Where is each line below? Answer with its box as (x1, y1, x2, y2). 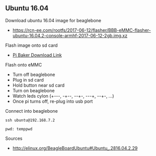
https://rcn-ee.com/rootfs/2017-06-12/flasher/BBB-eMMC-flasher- (12, 27, 151, 33)
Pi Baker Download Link (12, 52, 62, 58)
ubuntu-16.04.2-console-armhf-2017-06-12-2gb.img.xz (12, 32, 127, 38)
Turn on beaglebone (12, 88, 55, 94)
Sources (5, 135, 23, 141)
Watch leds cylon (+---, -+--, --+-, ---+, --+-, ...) (12, 93, 114, 99)
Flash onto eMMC (5, 61, 42, 67)
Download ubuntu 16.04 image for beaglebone (5, 17, 102, 23)
